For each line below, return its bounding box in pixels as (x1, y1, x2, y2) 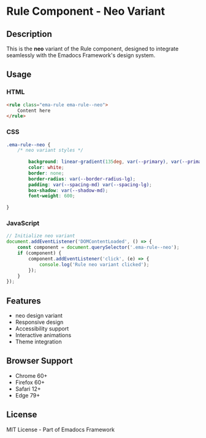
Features (6, 295, 41, 306)
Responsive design (15, 318, 64, 326)
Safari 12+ (15, 385, 41, 393)
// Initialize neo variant (6, 233, 75, 239)
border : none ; (28, 170, 64, 176)
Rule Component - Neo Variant (6, 4, 166, 18)
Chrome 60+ (15, 372, 48, 379)
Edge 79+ (15, 391, 40, 399)
